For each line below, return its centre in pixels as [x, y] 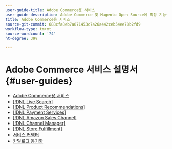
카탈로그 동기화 [28, 141]
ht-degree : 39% [21, 39]
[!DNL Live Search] [33, 101]
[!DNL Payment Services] [39, 112]
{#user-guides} [39, 81]
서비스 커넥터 [26, 134]
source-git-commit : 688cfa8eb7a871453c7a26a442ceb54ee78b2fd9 [73, 24]
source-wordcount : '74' [31, 34]
